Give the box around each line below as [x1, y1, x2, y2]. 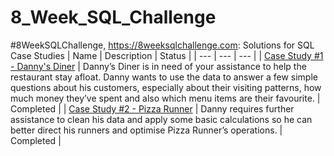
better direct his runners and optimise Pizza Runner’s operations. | [10, 124, 283, 136]
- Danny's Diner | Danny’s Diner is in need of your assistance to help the [10, 60, 307, 72]
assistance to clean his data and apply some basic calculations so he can [10, 113, 313, 125]
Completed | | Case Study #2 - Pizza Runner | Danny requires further [10, 102, 295, 115]
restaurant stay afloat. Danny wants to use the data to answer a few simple [10, 71, 318, 83]
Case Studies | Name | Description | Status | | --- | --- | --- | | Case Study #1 [10, 49, 324, 61]
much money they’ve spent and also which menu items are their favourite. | [10, 92, 321, 104]
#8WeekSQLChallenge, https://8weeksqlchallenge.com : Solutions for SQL [10, 39, 315, 51]
